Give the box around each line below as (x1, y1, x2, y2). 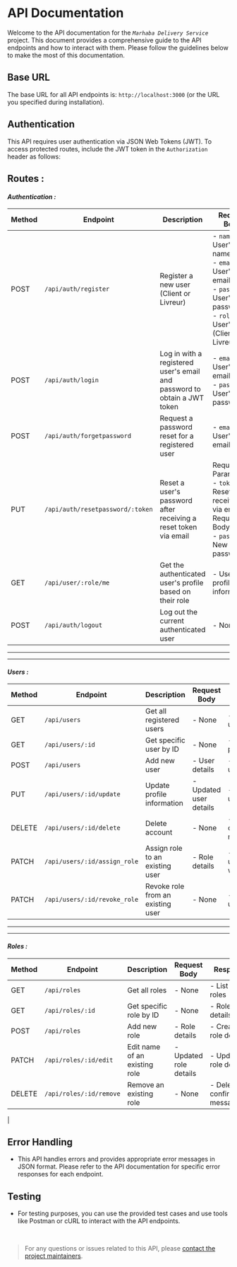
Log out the (159, 607, 198, 617)
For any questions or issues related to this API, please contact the (24, 1244, 216, 1253)
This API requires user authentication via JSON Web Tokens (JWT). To (7, 137, 212, 146)
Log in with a (159, 349, 202, 359)
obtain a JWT (159, 393, 205, 403)
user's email (159, 367, 200, 377)
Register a (159, 271, 193, 281)
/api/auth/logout (44, 621, 103, 629)
